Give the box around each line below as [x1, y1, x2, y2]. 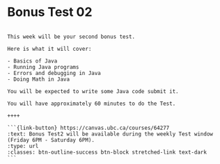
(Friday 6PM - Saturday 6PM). [7, 136, 95, 143]
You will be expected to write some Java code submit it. [7, 88, 179, 95]
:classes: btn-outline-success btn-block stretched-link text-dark [7, 149, 207, 156]
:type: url [7, 142, 39, 149]
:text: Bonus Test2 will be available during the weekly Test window [7, 130, 214, 138]
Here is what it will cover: [7, 45, 92, 52]
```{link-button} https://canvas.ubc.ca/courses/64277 [7, 124, 170, 131]
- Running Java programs [7, 63, 79, 70]
